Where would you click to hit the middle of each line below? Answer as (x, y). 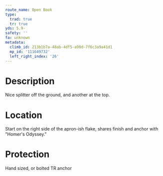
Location (24, 115)
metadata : (15, 42)
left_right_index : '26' (34, 56)
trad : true (21, 19)
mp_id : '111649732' (30, 51)
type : (11, 14)
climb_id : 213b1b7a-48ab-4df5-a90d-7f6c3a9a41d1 (61, 47)
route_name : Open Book (29, 10)
